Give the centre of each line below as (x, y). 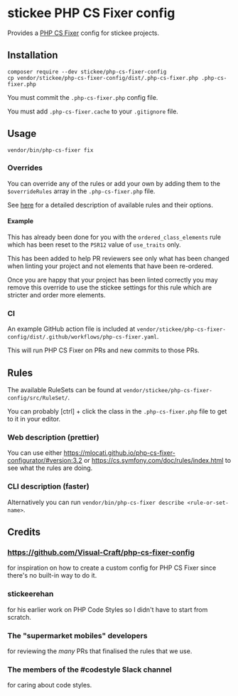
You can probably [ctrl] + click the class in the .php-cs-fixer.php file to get (117, 411)
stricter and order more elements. (56, 295)
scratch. (20, 617)
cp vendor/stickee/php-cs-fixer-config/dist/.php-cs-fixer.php (103, 78)
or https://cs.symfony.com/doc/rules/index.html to (158, 461)
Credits (24, 532)
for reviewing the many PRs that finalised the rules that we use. (100, 651)
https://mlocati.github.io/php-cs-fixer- (119, 453)
